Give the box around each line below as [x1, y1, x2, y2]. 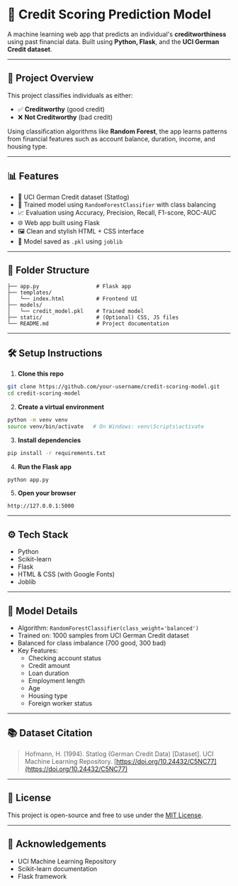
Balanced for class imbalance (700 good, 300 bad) [17, 639, 166, 647]
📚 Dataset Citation [7, 727, 93, 739]
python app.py [7, 476, 50, 483]
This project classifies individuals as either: [7, 91, 133, 99]
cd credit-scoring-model [7, 390, 81, 397]
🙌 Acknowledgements [7, 838, 107, 851]
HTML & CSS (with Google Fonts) [17, 570, 115, 579]
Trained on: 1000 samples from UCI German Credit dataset [17, 631, 189, 640]
